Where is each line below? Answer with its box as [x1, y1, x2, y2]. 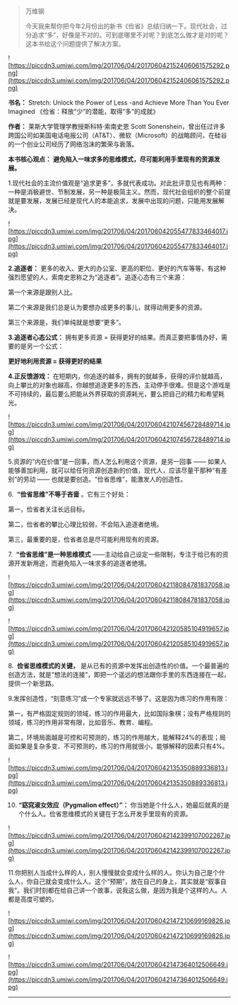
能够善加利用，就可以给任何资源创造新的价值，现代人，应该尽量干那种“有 [8, 466, 222, 475]
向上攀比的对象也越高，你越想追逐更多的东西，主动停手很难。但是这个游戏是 [8, 381, 231, 389]
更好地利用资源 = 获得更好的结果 [8, 357, 102, 365]
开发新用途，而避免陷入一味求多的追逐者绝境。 [13, 559, 150, 567]
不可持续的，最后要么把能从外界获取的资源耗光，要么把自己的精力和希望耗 [8, 390, 225, 398]
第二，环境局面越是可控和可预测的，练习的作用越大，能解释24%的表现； [8, 733, 220, 741]
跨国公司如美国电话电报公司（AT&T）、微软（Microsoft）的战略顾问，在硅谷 [8, 131, 227, 139]
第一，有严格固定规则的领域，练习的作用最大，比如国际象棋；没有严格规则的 [8, 709, 231, 717]
